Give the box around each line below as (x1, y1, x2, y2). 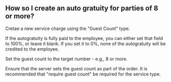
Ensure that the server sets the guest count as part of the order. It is (5, 65, 148, 71)
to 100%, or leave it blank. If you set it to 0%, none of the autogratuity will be (5, 40, 166, 47)
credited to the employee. (5, 46, 60, 52)
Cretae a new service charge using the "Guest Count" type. (5, 25, 130, 31)
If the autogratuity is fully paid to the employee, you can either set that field (5, 35, 163, 41)
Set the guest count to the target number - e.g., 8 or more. (5, 56, 128, 62)
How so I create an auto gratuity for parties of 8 (5, 4, 159, 13)
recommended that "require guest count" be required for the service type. (5, 71, 161, 77)
